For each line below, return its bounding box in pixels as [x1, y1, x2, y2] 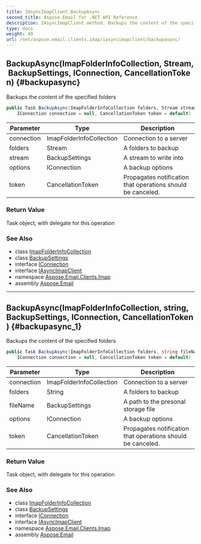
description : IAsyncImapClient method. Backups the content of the [6, 20, 178, 26]
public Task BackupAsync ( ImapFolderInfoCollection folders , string [6, 348, 178, 355]
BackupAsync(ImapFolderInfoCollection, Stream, [6, 59, 194, 69]
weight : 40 [6, 31, 33, 37]
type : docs [6, 25, 33, 32]
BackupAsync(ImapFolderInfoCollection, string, [6, 303, 190, 313]
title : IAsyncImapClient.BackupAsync [6, 8, 100, 15]
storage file [123, 405, 156, 413]
